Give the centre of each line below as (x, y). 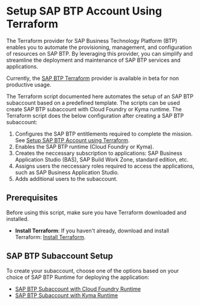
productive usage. (29, 84)
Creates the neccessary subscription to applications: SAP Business (98, 153)
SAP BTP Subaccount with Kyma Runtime (66, 295)
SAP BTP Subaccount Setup (60, 256)
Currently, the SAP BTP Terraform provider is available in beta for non (93, 78)
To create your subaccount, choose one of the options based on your (93, 271)
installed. (18, 218)
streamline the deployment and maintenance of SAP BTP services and (93, 60)
